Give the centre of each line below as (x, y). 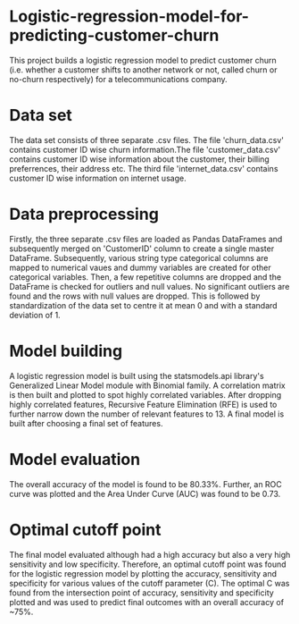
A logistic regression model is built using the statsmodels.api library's (137, 375)
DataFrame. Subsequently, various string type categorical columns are (139, 257)
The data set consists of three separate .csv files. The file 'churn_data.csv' (146, 139)
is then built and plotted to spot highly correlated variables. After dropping (145, 394)
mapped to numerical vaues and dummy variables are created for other (141, 267)
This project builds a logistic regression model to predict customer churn (143, 60)
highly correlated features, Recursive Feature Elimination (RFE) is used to (143, 404)
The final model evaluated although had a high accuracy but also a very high (150, 554)
